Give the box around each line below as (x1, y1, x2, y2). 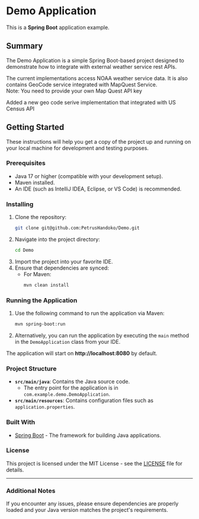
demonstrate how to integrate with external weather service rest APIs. (6, 63, 177, 70)
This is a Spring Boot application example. (6, 24, 110, 31)
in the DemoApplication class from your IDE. (14, 338, 121, 345)
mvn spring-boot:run (14, 321, 66, 327)
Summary (6, 41, 43, 51)
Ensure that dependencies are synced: (14, 264, 110, 271)
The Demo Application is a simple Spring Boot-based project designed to (6, 56, 185, 64)
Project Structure (6, 364, 57, 372)
